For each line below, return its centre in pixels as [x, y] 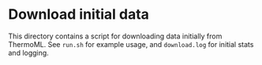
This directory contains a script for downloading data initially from [115, 36]
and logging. [28, 52]
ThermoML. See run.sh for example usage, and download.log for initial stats [131, 44]
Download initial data [79, 14]
